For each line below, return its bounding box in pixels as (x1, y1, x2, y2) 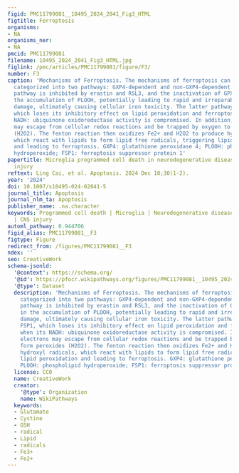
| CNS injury (14, 216, 53, 223)
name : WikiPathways (20, 395, 78, 402)
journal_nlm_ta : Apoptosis (7, 196, 87, 203)
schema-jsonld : (7, 263, 53, 270)
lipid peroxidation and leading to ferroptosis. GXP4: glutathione (20, 355, 224, 362)
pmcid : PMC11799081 (7, 51, 65, 58)
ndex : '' (7, 249, 33, 257)
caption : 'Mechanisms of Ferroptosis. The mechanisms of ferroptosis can (7, 76, 231, 84)
